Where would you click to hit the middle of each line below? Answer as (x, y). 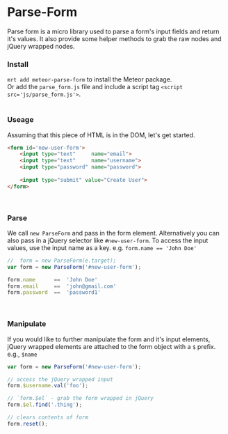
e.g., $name (22, 354)
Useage (21, 120)
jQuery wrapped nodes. (41, 46)
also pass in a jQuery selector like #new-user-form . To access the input (108, 240)
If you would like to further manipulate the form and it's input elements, (109, 339)
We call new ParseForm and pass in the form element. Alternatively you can (114, 233)
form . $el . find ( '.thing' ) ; (44, 405)
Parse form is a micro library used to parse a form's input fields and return (113, 31)
